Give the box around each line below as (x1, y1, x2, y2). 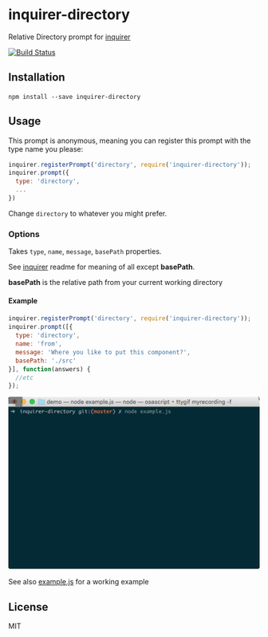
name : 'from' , (15, 340, 62, 348)
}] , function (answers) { (8, 365, 91, 373)
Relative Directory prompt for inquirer (8, 32, 131, 42)
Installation (8, 70, 65, 85)
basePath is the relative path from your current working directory (8, 278, 223, 287)
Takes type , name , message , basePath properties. (8, 247, 162, 256)
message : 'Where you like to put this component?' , (15, 348, 191, 356)
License (8, 600, 49, 614)
